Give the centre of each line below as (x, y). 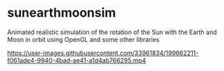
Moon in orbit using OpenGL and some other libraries (83, 39)
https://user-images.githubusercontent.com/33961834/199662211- (103, 53)
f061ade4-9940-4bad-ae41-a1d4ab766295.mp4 (77, 60)
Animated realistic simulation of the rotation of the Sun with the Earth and (112, 32)
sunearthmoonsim (62, 13)
